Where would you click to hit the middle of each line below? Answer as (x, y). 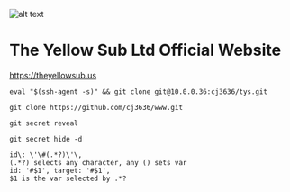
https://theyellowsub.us (53, 75)
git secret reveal (44, 123)
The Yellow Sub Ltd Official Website (145, 50)
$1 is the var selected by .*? (68, 178)
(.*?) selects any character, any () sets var (98, 162)
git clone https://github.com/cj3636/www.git (96, 107)
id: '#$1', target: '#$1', (60, 170)
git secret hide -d (46, 139)
